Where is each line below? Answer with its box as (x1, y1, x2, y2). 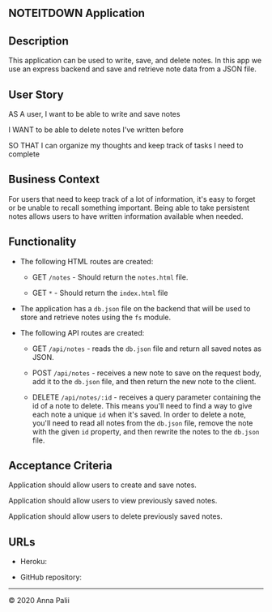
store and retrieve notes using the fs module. (19, 312, 172, 322)
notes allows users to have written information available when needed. (8, 211, 244, 221)
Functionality (8, 235, 77, 249)
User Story (8, 88, 64, 101)
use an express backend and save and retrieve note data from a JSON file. (8, 64, 257, 74)
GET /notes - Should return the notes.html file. (32, 272, 189, 282)
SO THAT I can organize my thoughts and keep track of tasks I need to (8, 141, 244, 151)
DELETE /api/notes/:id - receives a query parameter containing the (32, 392, 261, 402)
